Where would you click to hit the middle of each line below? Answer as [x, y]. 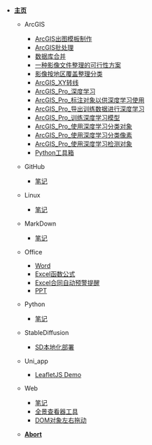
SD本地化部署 [55, 347]
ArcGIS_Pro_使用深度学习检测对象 [83, 144]
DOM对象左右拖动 [61, 420]
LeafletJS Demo [58, 375]
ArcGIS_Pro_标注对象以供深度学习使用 [90, 100]
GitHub [35, 166]
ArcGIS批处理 [54, 47]
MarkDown [40, 224]
